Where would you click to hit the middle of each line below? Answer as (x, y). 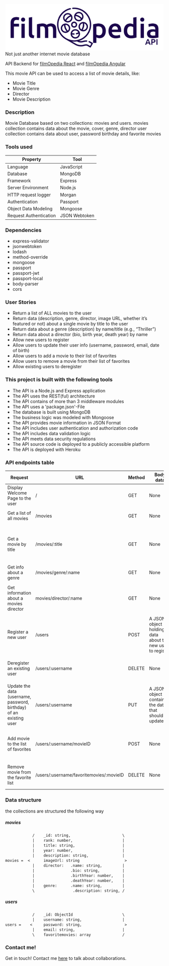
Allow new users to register (41, 340)
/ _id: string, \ (78, 835)
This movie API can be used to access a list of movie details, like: (73, 73)
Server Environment (28, 188)
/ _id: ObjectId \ (78, 915)
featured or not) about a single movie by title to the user (70, 324)
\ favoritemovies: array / (78, 935)
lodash (19, 252)
